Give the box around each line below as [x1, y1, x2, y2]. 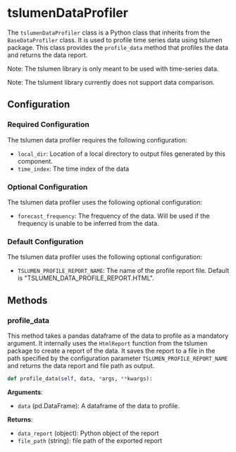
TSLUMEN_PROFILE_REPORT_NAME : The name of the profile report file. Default [17, 267, 230, 275]
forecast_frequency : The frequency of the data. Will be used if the [17, 212, 210, 220]
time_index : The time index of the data [17, 164, 130, 173]
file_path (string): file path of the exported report [17, 436, 163, 445]
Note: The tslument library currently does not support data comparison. [7, 78, 215, 86]
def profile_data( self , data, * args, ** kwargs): [7, 375, 153, 382]
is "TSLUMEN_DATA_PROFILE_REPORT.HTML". [17, 274, 154, 283]
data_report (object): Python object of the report [17, 429, 159, 437]
